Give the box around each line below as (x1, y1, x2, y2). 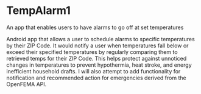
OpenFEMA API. (6, 80, 47, 88)
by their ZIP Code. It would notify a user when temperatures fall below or (6, 42, 189, 49)
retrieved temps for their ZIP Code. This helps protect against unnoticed (6, 55, 187, 62)
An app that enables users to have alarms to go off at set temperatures (6, 24, 184, 31)
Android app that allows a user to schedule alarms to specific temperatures (6, 35, 195, 42)
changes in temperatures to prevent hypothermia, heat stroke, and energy (6, 61, 192, 69)
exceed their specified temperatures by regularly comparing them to (6, 48, 178, 55)
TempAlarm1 (6, 4, 71, 18)
